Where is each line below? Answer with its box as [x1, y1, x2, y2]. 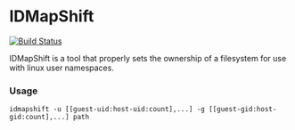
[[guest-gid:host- [208, 105, 277, 114]
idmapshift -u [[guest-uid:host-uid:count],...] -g [9, 105, 205, 114]
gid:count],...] [9, 113, 70, 122]
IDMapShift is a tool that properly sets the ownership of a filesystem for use [9, 53, 287, 63]
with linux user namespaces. [9, 62, 114, 73]
